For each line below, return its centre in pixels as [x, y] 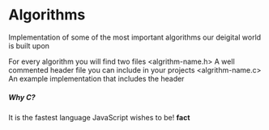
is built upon [29, 45]
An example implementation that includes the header [96, 78]
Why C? [22, 97]
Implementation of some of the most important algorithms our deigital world [135, 37]
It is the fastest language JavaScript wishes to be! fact [99, 117]
